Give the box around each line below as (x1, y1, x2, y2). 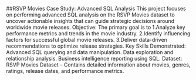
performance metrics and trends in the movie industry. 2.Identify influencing (6, 30, 191, 37)
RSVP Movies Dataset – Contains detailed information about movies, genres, (6, 61, 191, 68)
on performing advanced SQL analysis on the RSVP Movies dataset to (6, 11, 175, 18)
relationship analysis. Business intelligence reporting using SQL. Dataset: (6, 55, 183, 62)
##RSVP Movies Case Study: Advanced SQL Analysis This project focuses (6, 5, 186, 12)
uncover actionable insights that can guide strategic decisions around (6, 18, 175, 24)
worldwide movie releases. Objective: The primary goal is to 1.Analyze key (6, 24, 186, 31)
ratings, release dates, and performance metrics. (6, 68, 124, 74)
